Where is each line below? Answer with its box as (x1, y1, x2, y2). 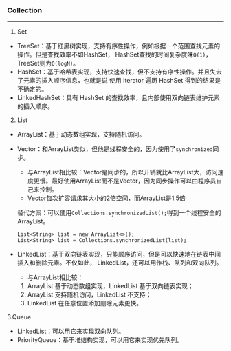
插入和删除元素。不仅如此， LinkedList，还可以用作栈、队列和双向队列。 (16, 259, 223, 267)
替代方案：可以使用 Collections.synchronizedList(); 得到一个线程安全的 (16, 209, 221, 217)
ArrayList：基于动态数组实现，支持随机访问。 (16, 130, 146, 139)
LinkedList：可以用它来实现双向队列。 (16, 327, 125, 336)
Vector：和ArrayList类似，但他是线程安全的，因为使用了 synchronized (16, 145, 213, 153)
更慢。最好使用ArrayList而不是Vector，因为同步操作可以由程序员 (33, 177, 217, 185)
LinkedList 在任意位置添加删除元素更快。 (27, 299, 143, 308)
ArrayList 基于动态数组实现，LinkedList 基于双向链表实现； (27, 282, 194, 290)
